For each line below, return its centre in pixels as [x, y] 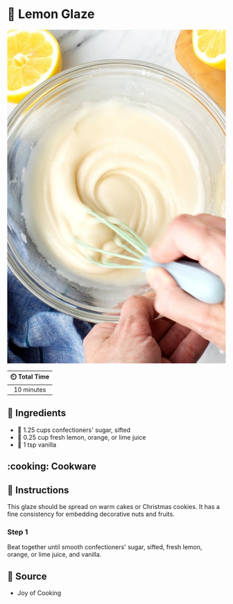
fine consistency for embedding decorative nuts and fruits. [91, 514]
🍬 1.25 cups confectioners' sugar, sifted [74, 430]
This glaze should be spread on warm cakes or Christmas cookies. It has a [114, 507]
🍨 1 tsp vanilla [37, 445]
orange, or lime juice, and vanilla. [54, 555]
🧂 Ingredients [37, 413]
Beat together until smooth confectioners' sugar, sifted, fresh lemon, [105, 547]
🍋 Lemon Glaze [51, 14]
